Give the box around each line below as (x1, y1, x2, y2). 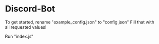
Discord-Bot (5, 3, 55, 14)
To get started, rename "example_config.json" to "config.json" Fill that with (5, 19, 155, 25)
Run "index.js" (5, 33, 34, 39)
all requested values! (5, 24, 47, 30)
